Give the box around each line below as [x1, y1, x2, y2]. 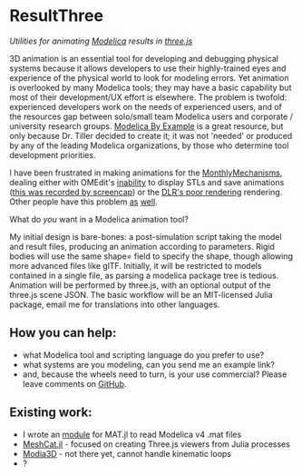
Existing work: [9, 405, 93, 421]
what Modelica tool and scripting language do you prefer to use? [22, 349, 265, 360]
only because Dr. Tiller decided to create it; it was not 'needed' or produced [9, 130, 293, 141]
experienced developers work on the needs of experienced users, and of [9, 101, 283, 112]
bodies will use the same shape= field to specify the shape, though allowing [9, 251, 293, 262]
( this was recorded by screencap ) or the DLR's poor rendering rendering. [9, 186, 283, 197]
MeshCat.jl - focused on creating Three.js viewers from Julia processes [22, 438, 290, 450]
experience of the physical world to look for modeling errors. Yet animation [9, 72, 289, 83]
